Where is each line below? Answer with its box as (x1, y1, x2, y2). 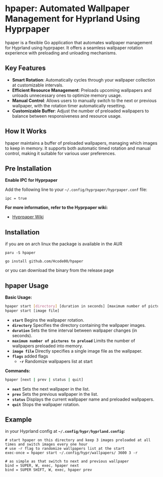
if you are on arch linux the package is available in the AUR (5, 241, 123, 247)
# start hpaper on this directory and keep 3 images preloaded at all (5, 438, 151, 443)
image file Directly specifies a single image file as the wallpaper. (12, 348, 143, 354)
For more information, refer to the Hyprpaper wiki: (5, 204, 108, 210)
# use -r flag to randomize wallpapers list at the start (5, 446, 125, 451)
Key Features (5, 64, 46, 72)
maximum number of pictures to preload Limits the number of (12, 338, 135, 343)
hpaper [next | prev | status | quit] (5, 377, 83, 382)
